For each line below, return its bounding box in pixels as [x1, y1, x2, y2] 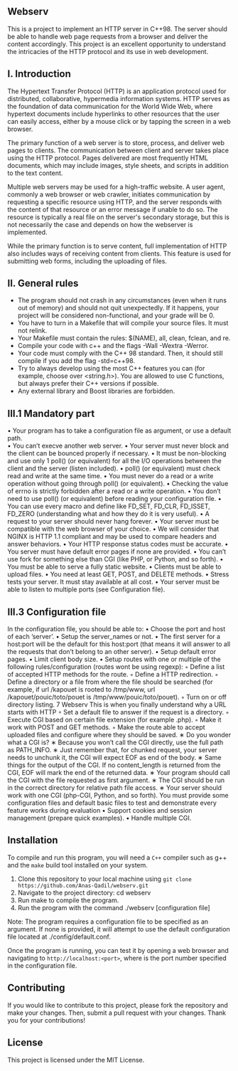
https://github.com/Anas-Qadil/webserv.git [17, 882, 149, 889]
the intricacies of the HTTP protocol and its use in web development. [7, 47, 209, 56]
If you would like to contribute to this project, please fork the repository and [7, 1001, 229, 1009]
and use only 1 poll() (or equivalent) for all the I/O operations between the [7, 457, 222, 465]
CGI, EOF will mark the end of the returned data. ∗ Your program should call [7, 769, 231, 777]
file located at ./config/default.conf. [7, 932, 112, 941]
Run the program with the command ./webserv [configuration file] [17, 903, 211, 912]
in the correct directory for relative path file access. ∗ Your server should [7, 784, 222, 792]
